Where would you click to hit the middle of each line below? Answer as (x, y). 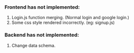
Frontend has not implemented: (42, 7)
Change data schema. (33, 45)
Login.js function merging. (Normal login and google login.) (70, 18)
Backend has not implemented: (42, 35)
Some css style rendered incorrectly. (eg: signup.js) (63, 22)
